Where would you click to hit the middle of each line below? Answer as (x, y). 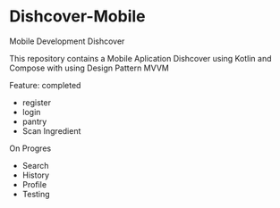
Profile (34, 184)
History (36, 175)
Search (35, 165)
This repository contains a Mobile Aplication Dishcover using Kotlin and (140, 58)
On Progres (30, 148)
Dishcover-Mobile (77, 17)
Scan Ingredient (51, 130)
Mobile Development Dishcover (67, 41)
